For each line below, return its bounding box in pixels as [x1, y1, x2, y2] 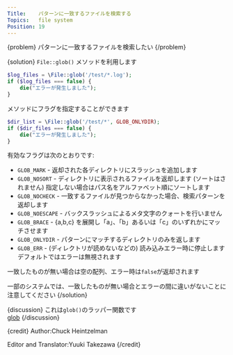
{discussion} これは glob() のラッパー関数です [7, 306, 137, 314]
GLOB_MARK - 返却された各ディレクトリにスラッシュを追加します [17, 166, 198, 174]
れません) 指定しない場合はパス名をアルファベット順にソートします [17, 183, 211, 192]
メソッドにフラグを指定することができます [7, 104, 129, 113]
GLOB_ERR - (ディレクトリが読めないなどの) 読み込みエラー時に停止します [17, 244, 225, 252]
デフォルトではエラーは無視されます [17, 253, 122, 261]
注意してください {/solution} [7, 291, 88, 299]
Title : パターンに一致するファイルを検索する [7, 10, 132, 17]
